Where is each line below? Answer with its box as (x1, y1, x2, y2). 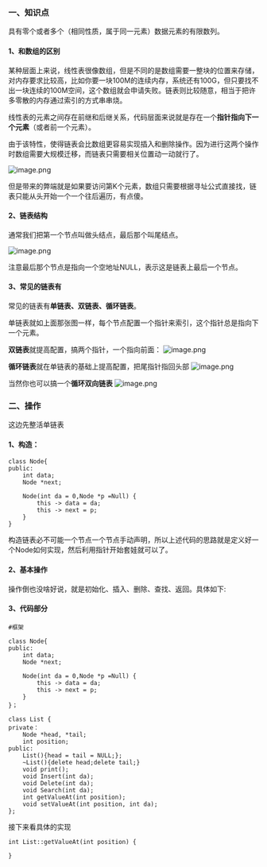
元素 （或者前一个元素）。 (14, 122, 95, 132)
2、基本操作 (8, 565, 48, 574)
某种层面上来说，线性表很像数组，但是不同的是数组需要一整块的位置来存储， (8, 65, 259, 75)
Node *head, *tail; (22, 730, 87, 738)
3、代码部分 (8, 604, 48, 613)
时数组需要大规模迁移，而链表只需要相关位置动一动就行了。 (8, 149, 203, 158)
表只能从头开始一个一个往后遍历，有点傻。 (8, 191, 148, 200)
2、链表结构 (8, 211, 48, 220)
